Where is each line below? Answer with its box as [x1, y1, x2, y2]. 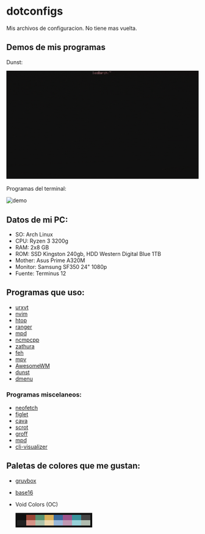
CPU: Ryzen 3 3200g [15, 237, 69, 244]
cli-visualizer [15, 443, 48, 450]
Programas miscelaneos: [6, 390, 82, 398]
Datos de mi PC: [6, 214, 68, 225]
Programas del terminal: [6, 185, 67, 192]
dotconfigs [6, 4, 63, 18]
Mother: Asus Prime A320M [15, 257, 85, 264]
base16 [15, 489, 34, 496]
